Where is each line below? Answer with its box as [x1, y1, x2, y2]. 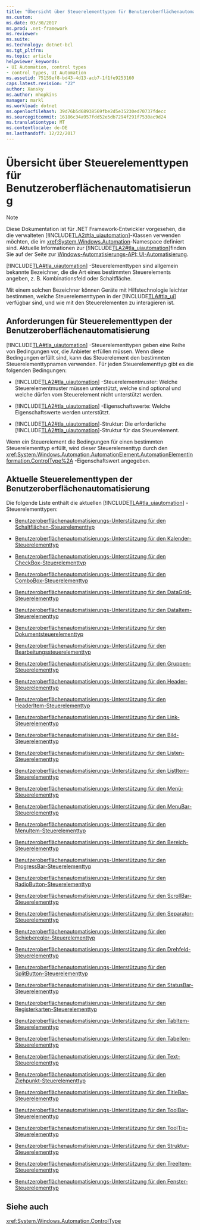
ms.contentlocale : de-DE [6, 125, 68, 131]
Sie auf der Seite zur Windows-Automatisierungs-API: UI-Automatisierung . [6, 251, 189, 258]
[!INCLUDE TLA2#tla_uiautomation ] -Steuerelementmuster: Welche [14, 378, 178, 385]
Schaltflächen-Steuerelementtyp [14, 523, 95, 530]
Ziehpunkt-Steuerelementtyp [14, 1077, 86, 1084]
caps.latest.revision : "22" [6, 81, 76, 87]
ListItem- [167, 767, 189, 775]
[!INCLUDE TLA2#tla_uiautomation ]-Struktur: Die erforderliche [14, 420, 167, 427]
